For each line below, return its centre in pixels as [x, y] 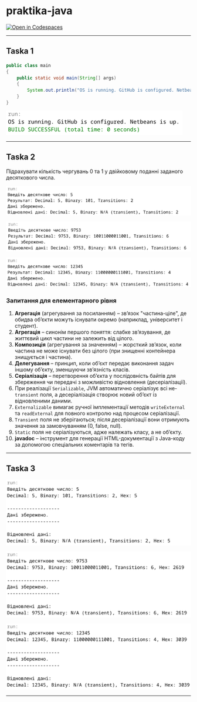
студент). [26, 326]
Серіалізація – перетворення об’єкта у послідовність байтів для [95, 376]
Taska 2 [21, 157]
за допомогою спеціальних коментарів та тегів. [74, 445]
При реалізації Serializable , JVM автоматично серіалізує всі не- [96, 388]
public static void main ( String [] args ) [67, 78]
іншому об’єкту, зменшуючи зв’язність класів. [72, 370]
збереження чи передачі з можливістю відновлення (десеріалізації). [101, 382]
